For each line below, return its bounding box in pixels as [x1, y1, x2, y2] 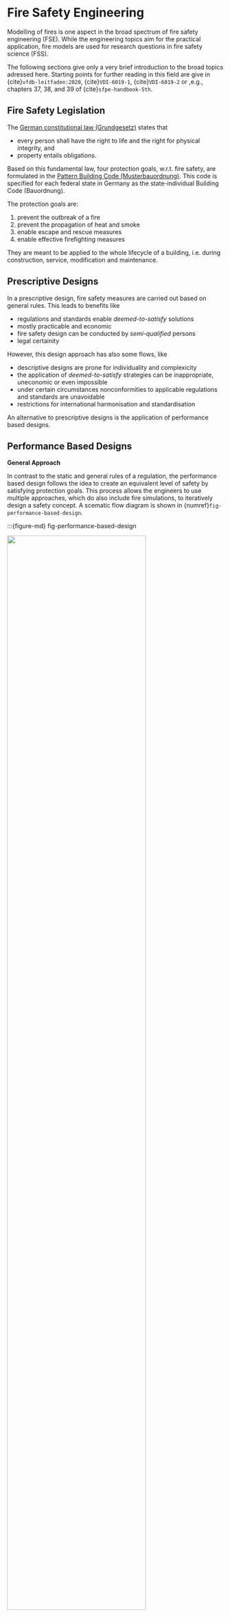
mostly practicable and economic [16, 322, 112, 330]
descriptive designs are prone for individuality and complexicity [16, 363, 197, 371]
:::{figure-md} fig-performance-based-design [7, 522, 137, 530]
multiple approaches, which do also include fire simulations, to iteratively [7, 494, 213, 502]
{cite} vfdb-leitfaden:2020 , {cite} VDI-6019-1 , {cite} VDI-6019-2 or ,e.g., [7, 77, 204, 85]
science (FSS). [7, 50, 49, 58]
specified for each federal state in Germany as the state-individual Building [7, 179, 219, 187]
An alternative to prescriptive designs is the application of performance [7, 413, 209, 421]
